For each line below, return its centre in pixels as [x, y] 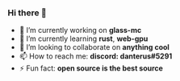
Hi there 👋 [27, 13]
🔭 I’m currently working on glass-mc [80, 30]
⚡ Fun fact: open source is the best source [91, 68]
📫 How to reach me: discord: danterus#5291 [96, 56]
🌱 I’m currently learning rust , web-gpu [84, 38]
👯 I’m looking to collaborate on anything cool [94, 47]
